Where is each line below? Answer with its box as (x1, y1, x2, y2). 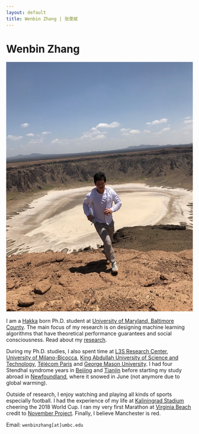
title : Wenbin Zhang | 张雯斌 (6, 15, 78, 22)
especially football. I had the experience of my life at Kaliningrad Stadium (6, 397, 185, 404)
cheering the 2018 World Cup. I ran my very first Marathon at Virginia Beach (6, 404, 191, 411)
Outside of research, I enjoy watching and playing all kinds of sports (6, 391, 172, 398)
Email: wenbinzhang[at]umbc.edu (6, 422, 84, 429)
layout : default (6, 9, 46, 15)
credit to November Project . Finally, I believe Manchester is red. (6, 410, 161, 417)
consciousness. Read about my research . (6, 336, 107, 344)
